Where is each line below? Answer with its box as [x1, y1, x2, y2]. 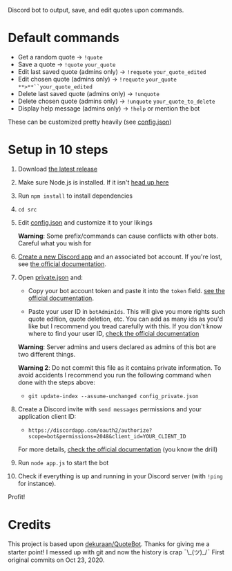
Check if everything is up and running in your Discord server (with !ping [17, 471, 223, 480]
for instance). [17, 479, 57, 487]
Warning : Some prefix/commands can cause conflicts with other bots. [17, 232, 218, 240]
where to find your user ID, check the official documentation [28, 329, 200, 337]
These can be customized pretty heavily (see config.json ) [8, 118, 172, 126]
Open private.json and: [17, 273, 84, 281]
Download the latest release [17, 165, 98, 173]
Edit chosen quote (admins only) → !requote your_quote [17, 75, 177, 83]
